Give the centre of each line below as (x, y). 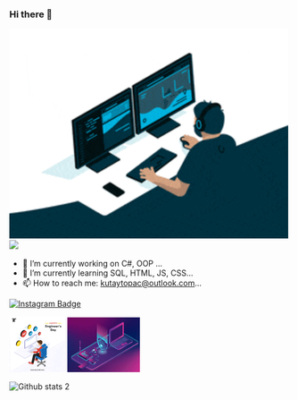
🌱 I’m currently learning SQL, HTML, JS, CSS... (108, 273)
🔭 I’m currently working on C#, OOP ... (92, 263)
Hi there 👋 (31, 14)
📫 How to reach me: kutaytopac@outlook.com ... (112, 283)
